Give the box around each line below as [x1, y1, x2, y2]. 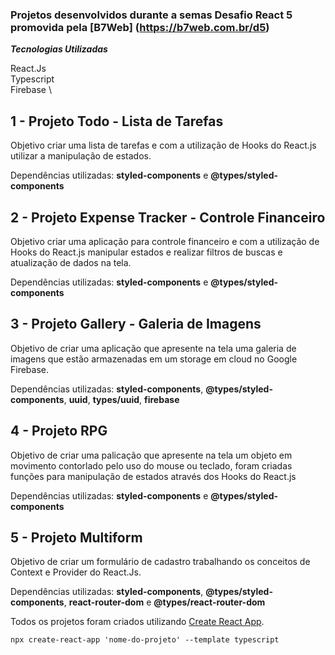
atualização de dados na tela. [10, 256, 132, 268]
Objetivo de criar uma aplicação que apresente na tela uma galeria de [10, 342, 297, 354]
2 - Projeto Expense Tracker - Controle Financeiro [10, 209, 326, 226]
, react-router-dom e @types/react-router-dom [63, 596, 266, 608]
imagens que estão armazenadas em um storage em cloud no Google [10, 353, 298, 365]
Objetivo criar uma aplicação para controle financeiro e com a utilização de [10, 235, 320, 247]
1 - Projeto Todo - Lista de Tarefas [10, 113, 224, 130]
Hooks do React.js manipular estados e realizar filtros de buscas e [10, 246, 283, 258]
